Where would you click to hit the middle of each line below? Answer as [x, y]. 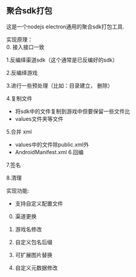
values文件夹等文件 [39, 119]
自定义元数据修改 [36, 267]
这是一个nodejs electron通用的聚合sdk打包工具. [65, 27]
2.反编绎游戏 [22, 73]
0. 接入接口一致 [25, 47]
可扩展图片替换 [34, 255]
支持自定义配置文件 [39, 203]
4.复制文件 [19, 98]
